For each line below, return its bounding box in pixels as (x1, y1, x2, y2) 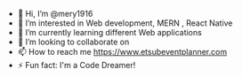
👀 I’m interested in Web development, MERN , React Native (17, 18, 233, 28)
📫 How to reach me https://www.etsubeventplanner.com (17, 47, 228, 57)
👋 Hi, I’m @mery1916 (17, 9, 93, 19)
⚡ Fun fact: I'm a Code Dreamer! (17, 60, 136, 70)
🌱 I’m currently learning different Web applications (17, 27, 202, 37)
